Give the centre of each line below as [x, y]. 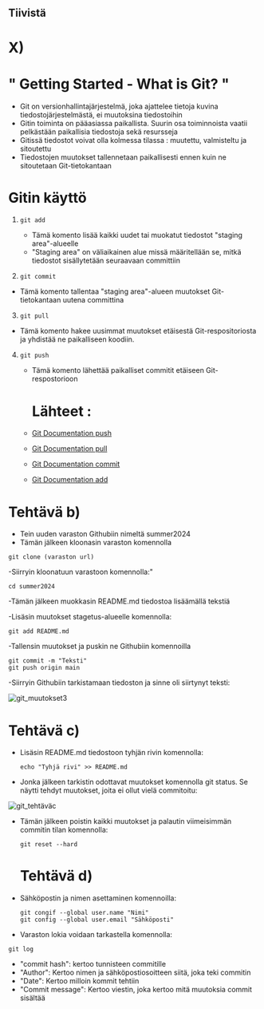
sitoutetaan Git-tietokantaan [65, 165]
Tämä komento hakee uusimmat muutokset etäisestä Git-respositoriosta [138, 331]
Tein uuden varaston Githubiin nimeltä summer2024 [105, 534]
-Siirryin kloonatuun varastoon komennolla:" [81, 572]
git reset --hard [49, 845]
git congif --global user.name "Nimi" [84, 913]
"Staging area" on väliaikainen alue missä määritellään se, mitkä [136, 252]
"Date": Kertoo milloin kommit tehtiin [79, 981]
